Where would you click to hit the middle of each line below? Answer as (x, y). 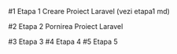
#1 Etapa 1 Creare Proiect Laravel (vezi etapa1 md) (89, 11)
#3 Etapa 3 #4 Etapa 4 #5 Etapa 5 (63, 41)
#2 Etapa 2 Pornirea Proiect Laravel (66, 26)
